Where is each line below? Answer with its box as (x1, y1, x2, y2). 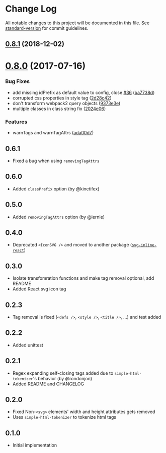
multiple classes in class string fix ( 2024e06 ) (12, 106, 106, 112)
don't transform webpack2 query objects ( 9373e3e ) (12, 100, 121, 106)
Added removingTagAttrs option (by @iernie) (12, 214, 105, 220)
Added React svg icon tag (12, 286, 66, 292)
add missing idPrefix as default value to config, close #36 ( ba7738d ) (12, 89, 155, 95)
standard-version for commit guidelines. (5, 25, 89, 31)
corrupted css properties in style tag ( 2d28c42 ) (12, 94, 112, 101)
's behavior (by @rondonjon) (33, 375, 93, 381)
